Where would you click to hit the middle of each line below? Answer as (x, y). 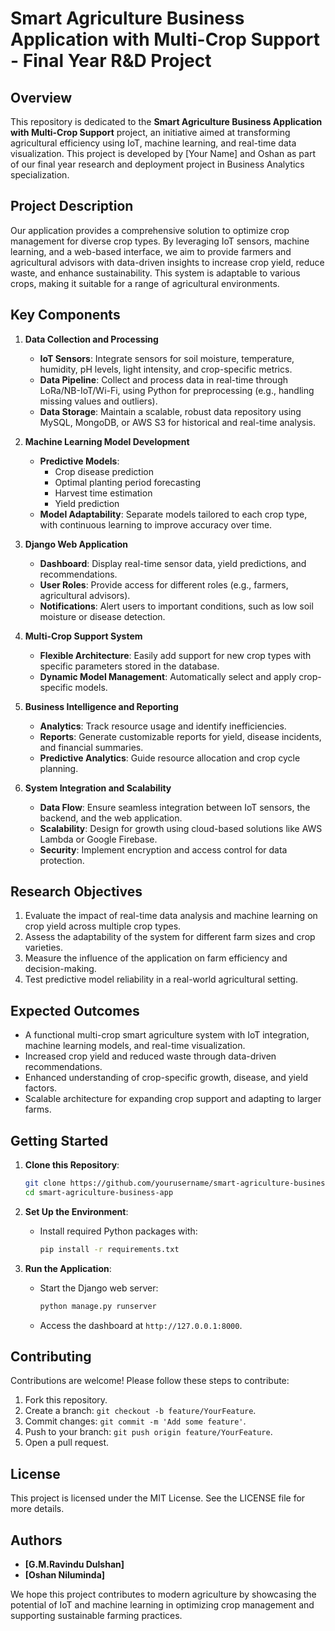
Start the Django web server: (99, 1288)
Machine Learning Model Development (107, 441)
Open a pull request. (67, 1443)
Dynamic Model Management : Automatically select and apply (168, 676)
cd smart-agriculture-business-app (99, 1192)
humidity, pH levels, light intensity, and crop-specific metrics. (166, 369)
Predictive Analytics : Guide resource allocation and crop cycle (170, 758)
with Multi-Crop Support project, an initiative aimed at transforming (150, 132)
